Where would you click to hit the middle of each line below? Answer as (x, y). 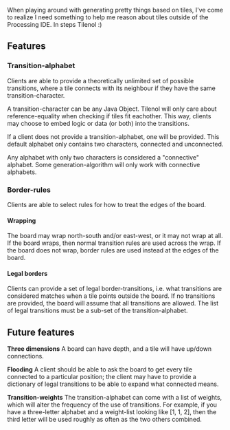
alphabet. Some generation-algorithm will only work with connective (104, 164)
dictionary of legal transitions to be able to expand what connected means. (113, 384)
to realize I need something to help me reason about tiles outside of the (108, 17)
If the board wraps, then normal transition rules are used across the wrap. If (114, 243)
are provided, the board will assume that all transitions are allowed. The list (113, 303)
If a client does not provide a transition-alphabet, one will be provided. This (113, 136)
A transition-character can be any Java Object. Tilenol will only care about (112, 109)
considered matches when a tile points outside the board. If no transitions (111, 296)
